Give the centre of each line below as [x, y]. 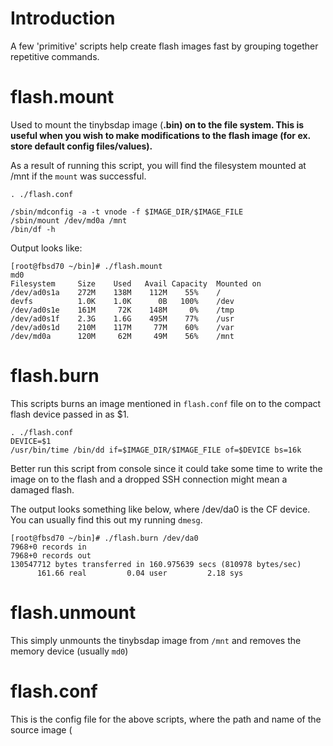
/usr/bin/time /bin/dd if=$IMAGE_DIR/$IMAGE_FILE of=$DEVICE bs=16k [156, 450]
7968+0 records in [48, 547]
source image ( [41, 729]
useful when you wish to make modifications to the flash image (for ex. [160, 135]
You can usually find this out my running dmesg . [106, 519]
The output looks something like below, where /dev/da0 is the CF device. [160, 509]
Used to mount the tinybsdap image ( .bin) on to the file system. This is [157, 124]
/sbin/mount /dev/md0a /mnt [69, 220]
